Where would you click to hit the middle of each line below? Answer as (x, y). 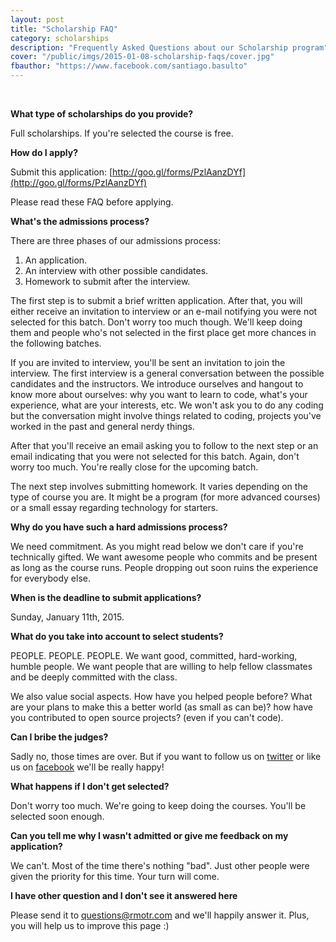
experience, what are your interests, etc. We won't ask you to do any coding (167, 405)
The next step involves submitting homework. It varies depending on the (159, 486)
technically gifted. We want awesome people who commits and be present (164, 557)
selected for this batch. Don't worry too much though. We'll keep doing (156, 322)
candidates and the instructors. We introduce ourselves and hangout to (157, 384)
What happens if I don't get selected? (90, 786)
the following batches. (56, 343)
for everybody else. (50, 578)
